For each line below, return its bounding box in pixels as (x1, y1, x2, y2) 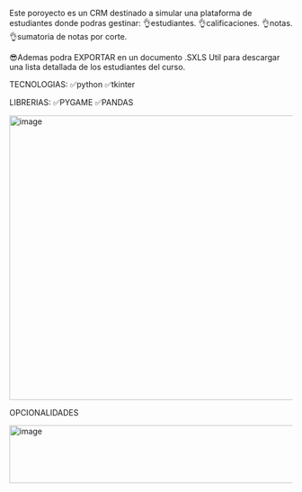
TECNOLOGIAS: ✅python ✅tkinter (9, 79, 136, 89)
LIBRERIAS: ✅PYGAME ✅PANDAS (9, 97, 134, 107)
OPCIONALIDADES (9, 407, 79, 417)
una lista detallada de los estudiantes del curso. (9, 62, 186, 72)
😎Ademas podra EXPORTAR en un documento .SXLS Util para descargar (9, 52, 280, 62)
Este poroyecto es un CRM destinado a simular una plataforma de (9, 8, 253, 18)
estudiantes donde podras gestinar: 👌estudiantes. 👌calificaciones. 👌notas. (9, 18, 293, 28)
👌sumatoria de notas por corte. (9, 31, 128, 41)
